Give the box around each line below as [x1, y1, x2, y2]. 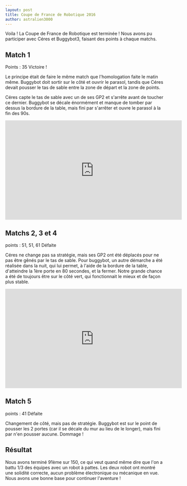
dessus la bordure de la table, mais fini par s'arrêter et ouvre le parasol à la [5, 105, 161, 111]
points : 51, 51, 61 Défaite [5, 242, 56, 248]
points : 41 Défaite [5, 410, 43, 416]
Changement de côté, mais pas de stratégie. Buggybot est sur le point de [5, 420, 157, 426]
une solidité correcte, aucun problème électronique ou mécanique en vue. [5, 470, 159, 476]
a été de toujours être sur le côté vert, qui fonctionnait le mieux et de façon [5, 274, 161, 279]
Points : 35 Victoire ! [5, 64, 47, 70]
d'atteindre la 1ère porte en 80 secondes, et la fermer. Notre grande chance [5, 268, 162, 274]
